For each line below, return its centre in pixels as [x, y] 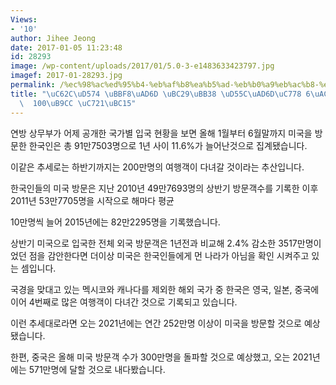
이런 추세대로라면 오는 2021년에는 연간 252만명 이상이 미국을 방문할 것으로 [156, 323]
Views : [24, 19]
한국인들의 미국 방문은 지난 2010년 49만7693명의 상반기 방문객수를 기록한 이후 [164, 188]
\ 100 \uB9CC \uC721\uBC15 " [78, 103]
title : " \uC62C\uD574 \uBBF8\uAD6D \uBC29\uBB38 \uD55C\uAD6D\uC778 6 [160, 94]
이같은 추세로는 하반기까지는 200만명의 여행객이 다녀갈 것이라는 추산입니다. [157, 167]
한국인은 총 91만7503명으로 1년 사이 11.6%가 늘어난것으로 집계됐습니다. [168, 145]
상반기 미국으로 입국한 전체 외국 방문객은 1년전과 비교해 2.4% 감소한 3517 [154, 243]
